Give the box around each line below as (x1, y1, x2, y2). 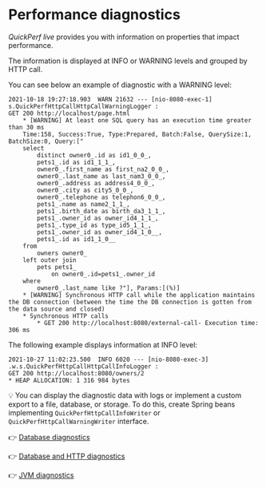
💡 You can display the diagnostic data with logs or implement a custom (8, 390, 242, 400)
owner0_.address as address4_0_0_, (37, 179, 156, 187)
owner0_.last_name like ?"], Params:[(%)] (37, 284, 181, 292)
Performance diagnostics (8, 6, 181, 24)
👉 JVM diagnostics (8, 470, 74, 480)
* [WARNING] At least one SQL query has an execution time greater (22, 116, 252, 125)
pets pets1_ (37, 263, 77, 271)
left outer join (22, 256, 77, 264)
